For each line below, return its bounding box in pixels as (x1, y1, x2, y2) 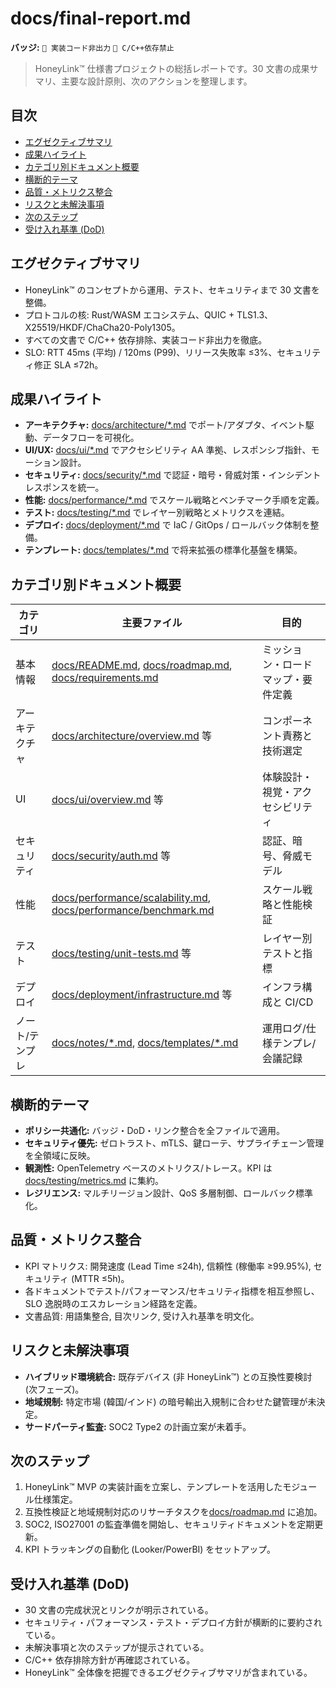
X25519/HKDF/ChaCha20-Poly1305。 (24, 321, 181, 333)
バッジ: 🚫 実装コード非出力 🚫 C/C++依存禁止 (10, 41, 175, 53)
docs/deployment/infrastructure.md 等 (51, 988, 233, 1002)
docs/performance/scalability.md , (51, 891, 212, 905)
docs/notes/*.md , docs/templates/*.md (51, 1036, 239, 1050)
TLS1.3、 (236, 308, 274, 321)
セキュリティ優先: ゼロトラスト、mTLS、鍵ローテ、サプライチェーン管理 (24, 1137, 325, 1149)
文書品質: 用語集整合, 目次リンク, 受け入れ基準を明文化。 (24, 1310, 260, 1322)
